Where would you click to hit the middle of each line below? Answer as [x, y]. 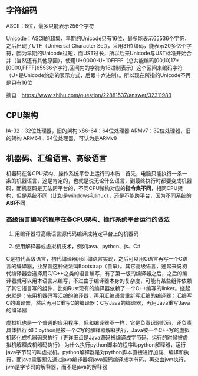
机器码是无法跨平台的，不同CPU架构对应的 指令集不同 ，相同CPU [100, 188]
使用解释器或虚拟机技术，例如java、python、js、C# [77, 246]
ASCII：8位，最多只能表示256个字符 [50, 26]
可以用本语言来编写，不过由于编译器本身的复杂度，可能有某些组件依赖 [107, 281]
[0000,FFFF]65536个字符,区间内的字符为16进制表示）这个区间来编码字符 [95, 68]
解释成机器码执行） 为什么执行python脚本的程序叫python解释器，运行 [101, 345]
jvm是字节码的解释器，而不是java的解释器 [57, 367]
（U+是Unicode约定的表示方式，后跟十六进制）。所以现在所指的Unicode [93, 75]
